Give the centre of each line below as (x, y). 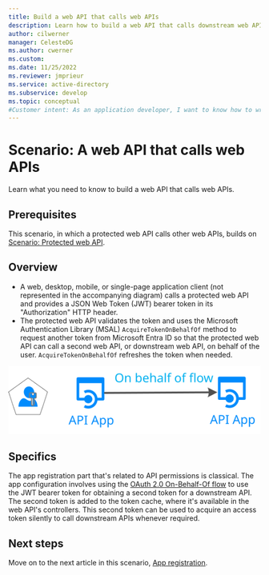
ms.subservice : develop (48, 93)
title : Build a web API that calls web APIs (84, 17)
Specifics (32, 456)
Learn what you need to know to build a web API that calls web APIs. (121, 190)
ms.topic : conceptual (44, 101)
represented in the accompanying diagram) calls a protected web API (134, 295)
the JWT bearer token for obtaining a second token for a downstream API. (130, 493)
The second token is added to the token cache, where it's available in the (129, 501)
